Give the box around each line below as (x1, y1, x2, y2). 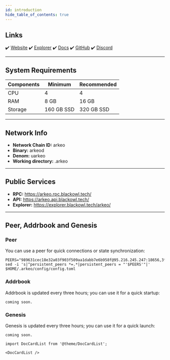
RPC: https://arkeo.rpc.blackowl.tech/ (12, 191, 92, 197)
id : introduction (5, 7, 42, 13)
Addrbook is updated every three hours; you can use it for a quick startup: (5, 290, 160, 296)
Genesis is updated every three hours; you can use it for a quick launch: (5, 323, 155, 329)
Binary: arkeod (12, 147, 45, 153)
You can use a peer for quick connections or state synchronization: (5, 248, 145, 254)
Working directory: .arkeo (12, 158, 68, 164)
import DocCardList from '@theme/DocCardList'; (5, 341, 108, 347)
